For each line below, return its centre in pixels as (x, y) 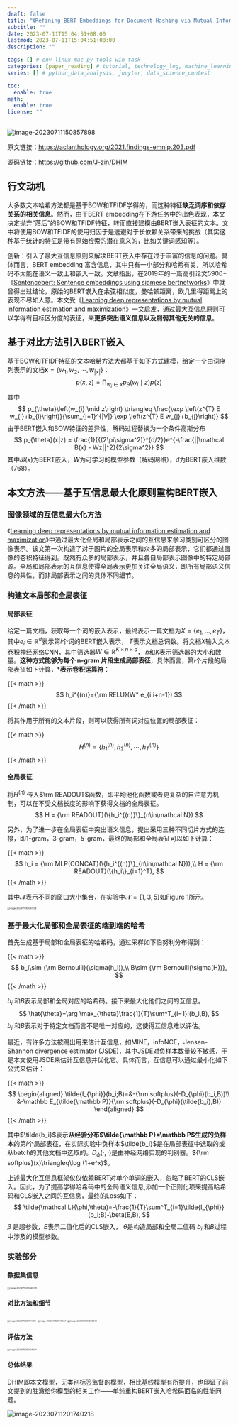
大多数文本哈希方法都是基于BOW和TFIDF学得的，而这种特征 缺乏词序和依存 (117, 205)
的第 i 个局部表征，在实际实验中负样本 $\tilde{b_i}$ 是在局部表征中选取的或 (119, 1143)
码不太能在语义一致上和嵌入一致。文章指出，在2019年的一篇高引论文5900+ (117, 273)
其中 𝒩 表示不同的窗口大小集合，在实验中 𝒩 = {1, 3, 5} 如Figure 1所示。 (107, 897)
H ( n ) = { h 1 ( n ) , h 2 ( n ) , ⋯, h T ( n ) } (119, 747)
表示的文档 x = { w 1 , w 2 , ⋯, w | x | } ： (61, 370)
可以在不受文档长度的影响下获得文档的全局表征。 (91, 803)
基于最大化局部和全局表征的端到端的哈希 (76, 925)
